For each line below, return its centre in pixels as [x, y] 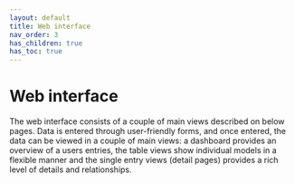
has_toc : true [36, 52]
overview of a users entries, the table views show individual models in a [143, 150]
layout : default [40, 18]
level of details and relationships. [71, 169]
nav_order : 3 [34, 34]
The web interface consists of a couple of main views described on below [147, 121]
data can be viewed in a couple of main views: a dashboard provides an [143, 140]
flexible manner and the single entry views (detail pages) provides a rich [144, 160]
